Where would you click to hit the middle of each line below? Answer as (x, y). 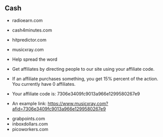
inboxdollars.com (30, 124)
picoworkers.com (30, 129)
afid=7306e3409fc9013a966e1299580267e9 (59, 109)
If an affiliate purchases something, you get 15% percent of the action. (85, 79)
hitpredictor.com (29, 40)
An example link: (29, 103)
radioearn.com (27, 20)
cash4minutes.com (32, 30)
